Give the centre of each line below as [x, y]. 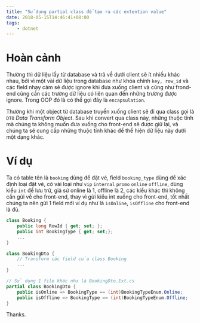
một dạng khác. [25, 137]
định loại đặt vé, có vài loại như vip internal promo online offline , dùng [95, 184]
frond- [184, 87]
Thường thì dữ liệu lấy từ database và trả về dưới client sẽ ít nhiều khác [93, 75]
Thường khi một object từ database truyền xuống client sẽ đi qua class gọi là [100, 112]
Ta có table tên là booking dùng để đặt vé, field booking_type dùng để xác [96, 178]
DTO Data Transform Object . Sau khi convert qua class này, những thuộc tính [100, 118]
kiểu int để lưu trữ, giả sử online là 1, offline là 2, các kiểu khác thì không [96, 191]
